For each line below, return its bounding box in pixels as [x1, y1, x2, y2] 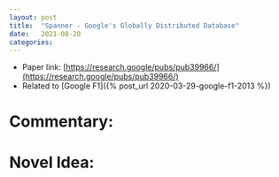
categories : [9, 37, 53, 47]
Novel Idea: [9, 152, 95, 173]
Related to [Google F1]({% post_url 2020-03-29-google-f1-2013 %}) [21, 81, 272, 91]
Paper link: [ [21, 62, 66, 73]
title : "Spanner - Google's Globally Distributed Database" [9, 21, 240, 30]
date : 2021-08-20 [9, 29, 81, 38]
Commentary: [9, 112, 113, 132]
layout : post [9, 12, 58, 22]
